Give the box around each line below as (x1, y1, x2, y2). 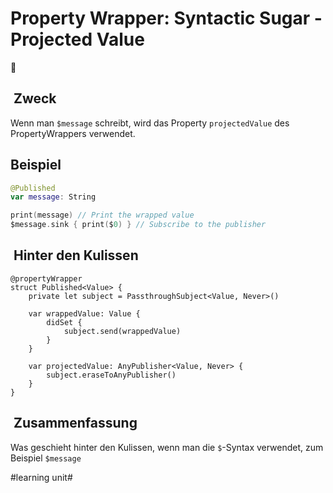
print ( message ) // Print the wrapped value (10, 210, 195, 221)
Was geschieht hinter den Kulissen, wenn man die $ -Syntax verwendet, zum (10, 441, 324, 453)
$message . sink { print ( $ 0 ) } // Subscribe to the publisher (10, 220, 267, 230)
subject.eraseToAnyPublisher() (46, 370, 177, 380)
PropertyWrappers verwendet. (10, 127, 136, 139)
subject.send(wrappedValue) (63, 326, 182, 336)
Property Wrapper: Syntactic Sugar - (10, 7, 323, 30)
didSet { (46, 317, 83, 327)
